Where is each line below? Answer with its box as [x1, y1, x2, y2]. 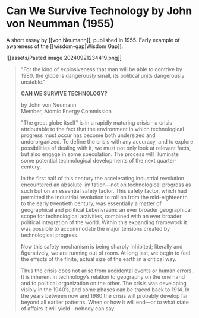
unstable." [20, 78, 46, 85]
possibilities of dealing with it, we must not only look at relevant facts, [20, 144, 191, 151]
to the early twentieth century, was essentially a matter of [20, 200, 162, 207]
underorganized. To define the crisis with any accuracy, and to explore [20, 138, 194, 145]
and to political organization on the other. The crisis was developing [20, 279, 187, 287]
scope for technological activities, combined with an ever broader [20, 212, 182, 220]
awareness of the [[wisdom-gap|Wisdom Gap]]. [6, 43, 124, 50]
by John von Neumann [20, 101, 77, 108]
